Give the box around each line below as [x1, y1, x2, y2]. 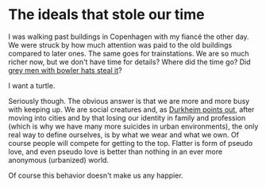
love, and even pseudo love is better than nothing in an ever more [8, 147, 223, 156]
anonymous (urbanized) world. [8, 155, 110, 164]
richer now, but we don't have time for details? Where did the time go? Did [8, 57, 252, 67]
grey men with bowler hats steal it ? [8, 65, 122, 75]
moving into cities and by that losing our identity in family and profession [8, 113, 246, 122]
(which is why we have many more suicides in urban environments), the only [8, 121, 259, 131]
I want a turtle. [8, 81, 56, 90]
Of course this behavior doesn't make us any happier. [8, 171, 184, 180]
